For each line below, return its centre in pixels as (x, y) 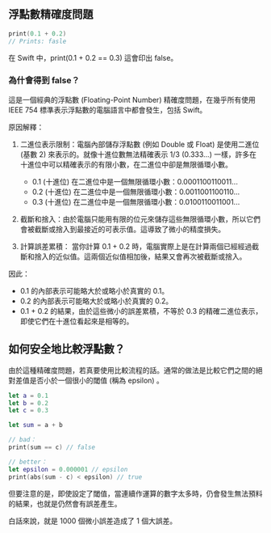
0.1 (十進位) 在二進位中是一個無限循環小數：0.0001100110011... (135, 181)
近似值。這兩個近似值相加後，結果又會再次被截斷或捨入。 (151, 256)
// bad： (22, 440)
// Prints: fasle (38, 41)
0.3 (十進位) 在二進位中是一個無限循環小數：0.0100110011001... (136, 201)
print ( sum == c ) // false (52, 447)
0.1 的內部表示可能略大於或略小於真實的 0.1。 (94, 290)
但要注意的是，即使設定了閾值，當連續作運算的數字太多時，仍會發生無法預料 (135, 493)
